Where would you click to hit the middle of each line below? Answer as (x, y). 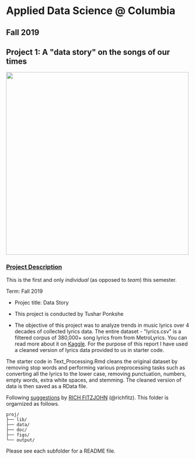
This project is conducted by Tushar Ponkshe (69, 313)
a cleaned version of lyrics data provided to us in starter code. (89, 350)
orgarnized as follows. (33, 403)
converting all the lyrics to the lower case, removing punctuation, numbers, (96, 374)
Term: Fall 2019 (25, 291)
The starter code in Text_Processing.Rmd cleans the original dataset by (92, 361)
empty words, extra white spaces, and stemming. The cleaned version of (94, 380)
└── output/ (20, 440)
